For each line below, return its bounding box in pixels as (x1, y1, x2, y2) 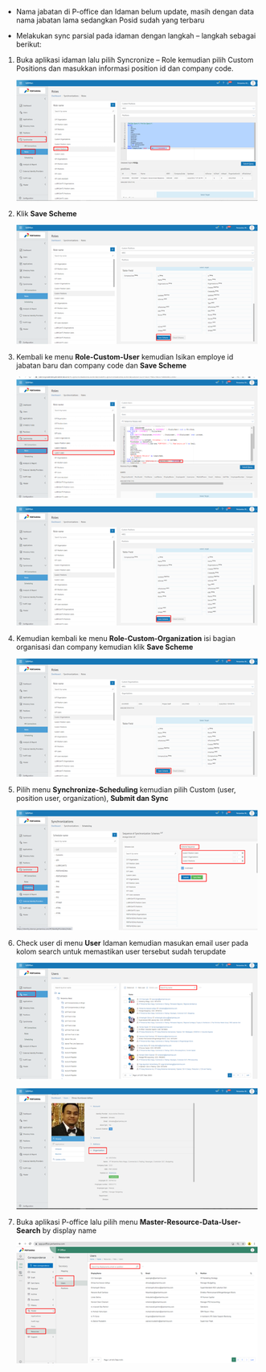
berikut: (15, 39, 42, 49)
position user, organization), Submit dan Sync (15, 794, 169, 803)
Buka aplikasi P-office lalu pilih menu (15, 1217, 138, 1226)
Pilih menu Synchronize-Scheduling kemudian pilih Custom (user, (15, 785, 236, 795)
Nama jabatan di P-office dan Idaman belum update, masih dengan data (15, 7, 255, 16)
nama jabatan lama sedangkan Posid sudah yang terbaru (15, 15, 205, 25)
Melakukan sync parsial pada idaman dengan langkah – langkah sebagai (15, 31, 256, 40)
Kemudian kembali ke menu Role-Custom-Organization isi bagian (15, 633, 235, 643)
